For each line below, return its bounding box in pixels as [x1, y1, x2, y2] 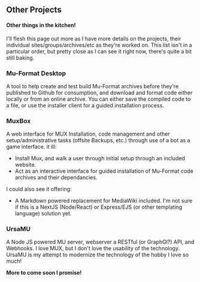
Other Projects [6, 5, 62, 15]
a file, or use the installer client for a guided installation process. [6, 101, 165, 109]
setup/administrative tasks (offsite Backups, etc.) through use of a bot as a [6, 137, 190, 144]
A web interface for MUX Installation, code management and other [6, 130, 170, 137]
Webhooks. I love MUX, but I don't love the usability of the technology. [6, 245, 180, 252]
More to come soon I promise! [6, 269, 82, 277]
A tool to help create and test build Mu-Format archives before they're [6, 82, 179, 89]
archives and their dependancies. [14, 174, 98, 181]
